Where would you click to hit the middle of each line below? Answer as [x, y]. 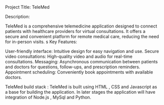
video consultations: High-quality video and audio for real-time [69, 56]
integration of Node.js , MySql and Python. [48, 97]
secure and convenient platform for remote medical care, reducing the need [82, 37]
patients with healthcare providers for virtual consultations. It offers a [75, 31]
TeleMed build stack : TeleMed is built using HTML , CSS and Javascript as [81, 87]
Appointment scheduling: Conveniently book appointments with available [79, 72]
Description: [17, 16]
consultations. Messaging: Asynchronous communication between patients [82, 62]
